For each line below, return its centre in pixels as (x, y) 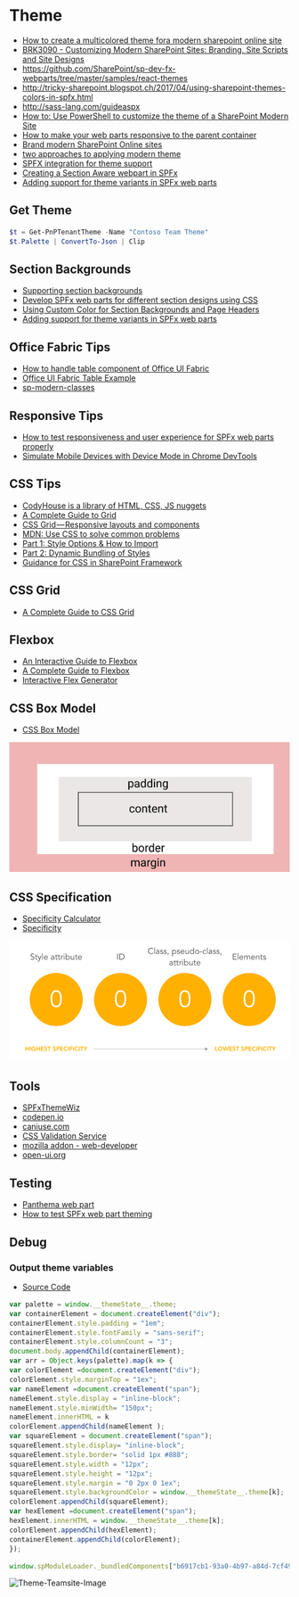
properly (38, 446)
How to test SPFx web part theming (87, 1214)
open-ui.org (44, 1155)
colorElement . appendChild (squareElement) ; (89, 1502)
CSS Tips (35, 484)
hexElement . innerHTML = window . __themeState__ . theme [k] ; (117, 1521)
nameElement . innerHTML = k (59, 1417)
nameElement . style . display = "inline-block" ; (95, 1398)
